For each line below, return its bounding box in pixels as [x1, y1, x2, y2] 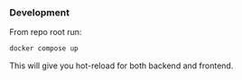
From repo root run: [9, 27, 82, 38]
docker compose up [9, 44, 79, 53]
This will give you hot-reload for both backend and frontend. [9, 60, 234, 71]
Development [9, 6, 70, 19]
